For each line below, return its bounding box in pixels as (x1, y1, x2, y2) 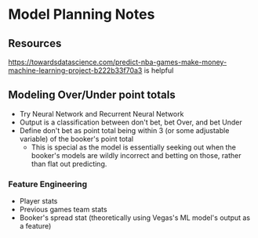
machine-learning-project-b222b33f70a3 (8, 66, 143, 75)
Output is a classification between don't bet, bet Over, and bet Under (19, 117, 242, 127)
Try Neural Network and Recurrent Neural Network (19, 109, 184, 118)
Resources (8, 37, 62, 50)
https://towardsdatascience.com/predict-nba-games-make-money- (8, 57, 227, 67)
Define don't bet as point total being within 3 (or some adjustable (19, 125, 230, 135)
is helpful (144, 66, 174, 75)
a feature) (19, 222, 52, 231)
